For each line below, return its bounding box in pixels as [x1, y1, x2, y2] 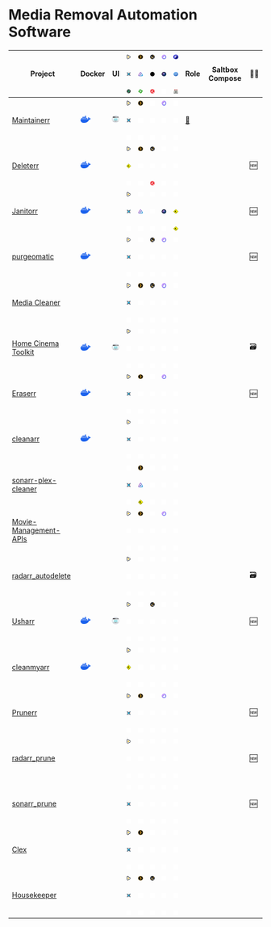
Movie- [11, 516, 38, 526]
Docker [80, 69, 106, 78]
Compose [208, 73, 242, 82]
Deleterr [11, 160, 40, 171]
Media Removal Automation [8, 6, 198, 24]
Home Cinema [11, 339, 60, 348]
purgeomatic [11, 252, 55, 262]
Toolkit [11, 348, 35, 357]
